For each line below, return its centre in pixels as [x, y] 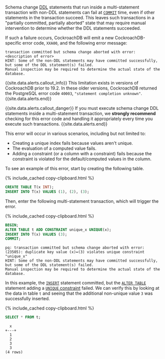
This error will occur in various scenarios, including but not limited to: [76, 134]
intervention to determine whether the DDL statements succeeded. [73, 28]
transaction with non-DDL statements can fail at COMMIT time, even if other [80, 12]
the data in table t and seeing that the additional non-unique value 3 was [79, 293]
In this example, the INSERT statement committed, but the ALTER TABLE [76, 283]
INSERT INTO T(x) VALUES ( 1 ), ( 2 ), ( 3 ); [47, 192]
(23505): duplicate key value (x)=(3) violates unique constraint [75, 252]
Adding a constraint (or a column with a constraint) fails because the [82, 154]
